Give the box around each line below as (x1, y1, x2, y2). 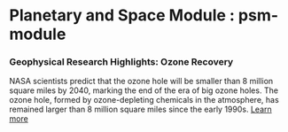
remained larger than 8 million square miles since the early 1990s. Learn (9, 104, 272, 115)
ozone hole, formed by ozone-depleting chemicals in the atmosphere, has (9, 95, 279, 105)
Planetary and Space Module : (9, 5, 235, 26)
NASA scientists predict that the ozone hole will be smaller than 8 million (9, 76, 274, 87)
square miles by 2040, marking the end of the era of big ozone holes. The (9, 85, 279, 96)
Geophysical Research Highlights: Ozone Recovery (9, 56, 234, 68)
